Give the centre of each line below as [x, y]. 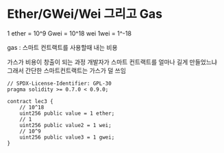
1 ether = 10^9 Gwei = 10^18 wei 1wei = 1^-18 [70, 33]
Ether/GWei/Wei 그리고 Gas [85, 14]
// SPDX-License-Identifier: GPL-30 [59, 83]
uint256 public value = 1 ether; [67, 113]
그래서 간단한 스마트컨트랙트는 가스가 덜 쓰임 [67, 70]
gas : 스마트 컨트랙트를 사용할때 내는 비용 [62, 47]
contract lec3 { [30, 101]
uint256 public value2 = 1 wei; [65, 125]
